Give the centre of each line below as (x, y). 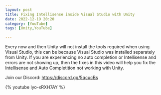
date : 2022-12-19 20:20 (30, 19)
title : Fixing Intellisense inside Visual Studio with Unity (70, 14)
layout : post (19, 10)
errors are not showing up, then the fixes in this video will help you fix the (80, 63)
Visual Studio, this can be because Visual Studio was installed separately (80, 52)
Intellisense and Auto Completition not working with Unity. (65, 68)
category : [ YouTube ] (27, 24)
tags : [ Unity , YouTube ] (29, 28)
